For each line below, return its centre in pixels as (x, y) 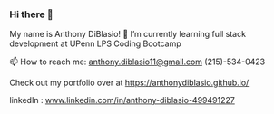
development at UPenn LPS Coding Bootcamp (95, 43)
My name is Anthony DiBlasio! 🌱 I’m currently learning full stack (128, 34)
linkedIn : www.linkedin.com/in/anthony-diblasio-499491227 (122, 100)
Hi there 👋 (32, 14)
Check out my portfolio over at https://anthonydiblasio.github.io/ (129, 83)
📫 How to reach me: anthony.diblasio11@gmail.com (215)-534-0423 (137, 62)
